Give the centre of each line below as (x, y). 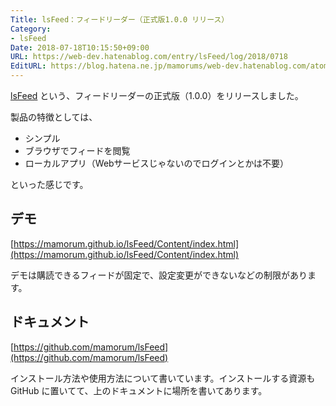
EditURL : (28, 66)
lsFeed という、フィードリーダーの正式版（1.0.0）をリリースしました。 (157, 95)
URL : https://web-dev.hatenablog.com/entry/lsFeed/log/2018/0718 (149, 57)
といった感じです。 (49, 184)
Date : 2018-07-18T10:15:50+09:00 (80, 47)
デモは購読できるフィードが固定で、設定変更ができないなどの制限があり (159, 275)
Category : (31, 29)
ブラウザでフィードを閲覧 (77, 150)
